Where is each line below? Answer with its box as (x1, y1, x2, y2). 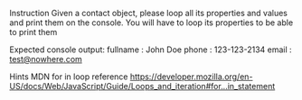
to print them (9, 27, 58, 37)
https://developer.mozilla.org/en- (129, 71, 253, 82)
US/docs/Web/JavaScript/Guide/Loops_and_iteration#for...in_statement (9, 81, 276, 91)
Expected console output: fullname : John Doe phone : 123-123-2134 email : (9, 44, 292, 55)
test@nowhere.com (9, 54, 83, 64)
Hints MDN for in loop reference (9, 71, 128, 82)
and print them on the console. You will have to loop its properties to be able (9, 17, 294, 28)
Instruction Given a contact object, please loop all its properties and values (9, 8, 288, 18)
